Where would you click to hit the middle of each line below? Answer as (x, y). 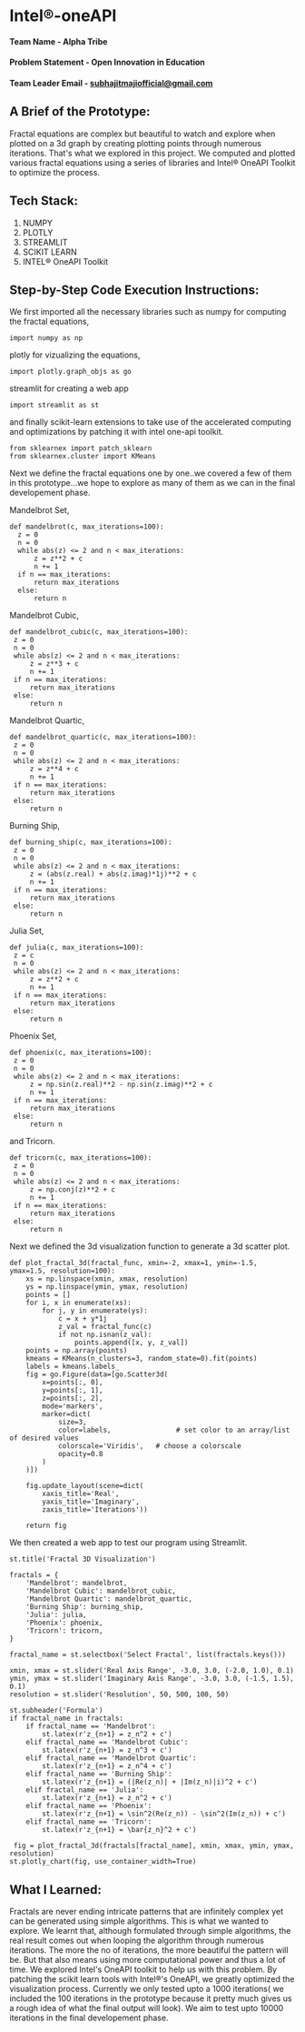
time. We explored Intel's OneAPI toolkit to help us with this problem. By (143, 1969)
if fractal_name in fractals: (67, 1719)
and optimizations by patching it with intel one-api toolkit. (117, 432)
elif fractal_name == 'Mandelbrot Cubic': (107, 1743)
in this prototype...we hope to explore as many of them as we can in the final (152, 483)
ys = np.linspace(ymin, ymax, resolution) (107, 1287)
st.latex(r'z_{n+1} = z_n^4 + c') (107, 1766)
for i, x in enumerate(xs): (79, 1303)
